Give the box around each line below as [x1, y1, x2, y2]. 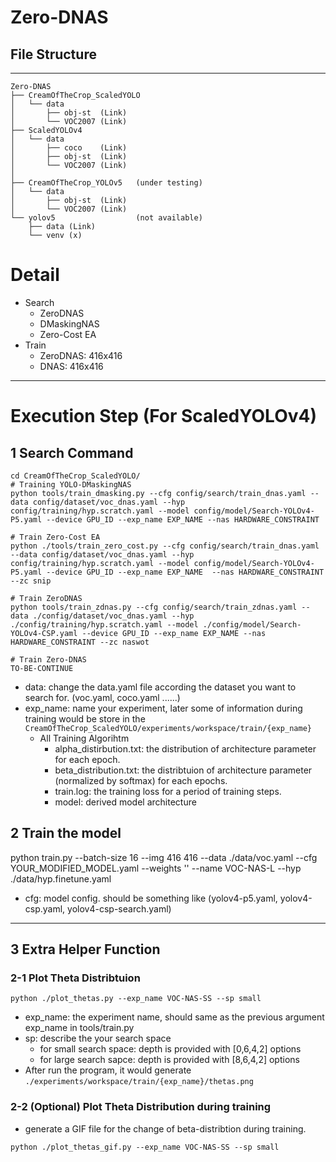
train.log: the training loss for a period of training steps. [54, 785, 282, 797]
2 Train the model [10, 825, 122, 842]
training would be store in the [24, 712, 146, 725]
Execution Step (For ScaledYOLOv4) [10, 405, 317, 428]
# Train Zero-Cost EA [10, 532, 101, 542]
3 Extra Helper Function [10, 941, 161, 958]
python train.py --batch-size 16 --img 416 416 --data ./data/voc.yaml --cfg [10, 851, 318, 863]
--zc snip [10, 576, 52, 586]
